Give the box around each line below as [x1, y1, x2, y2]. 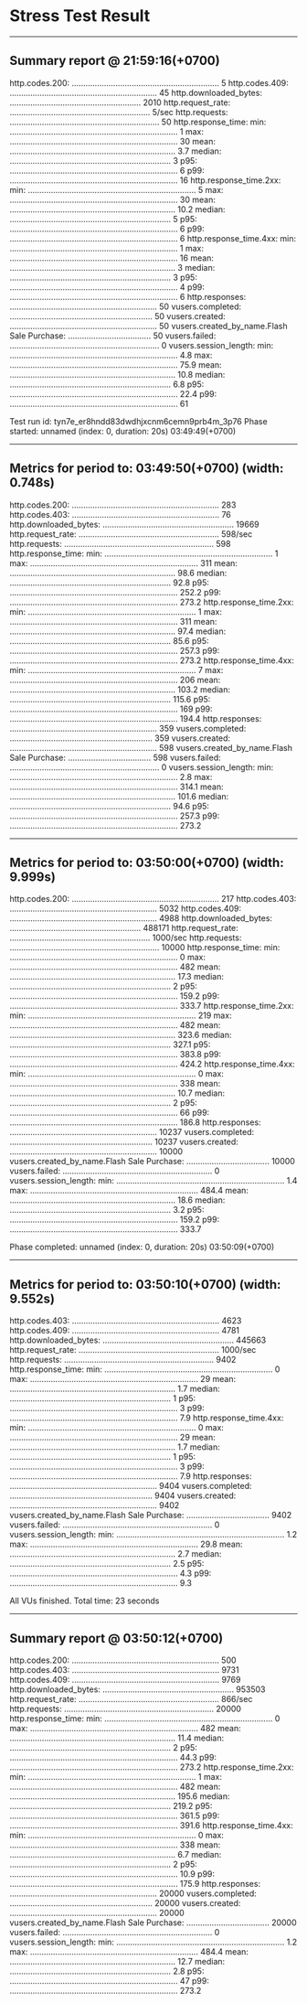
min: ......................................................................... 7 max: [9, 664, 224, 675]
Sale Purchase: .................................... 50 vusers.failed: [9, 330, 217, 341]
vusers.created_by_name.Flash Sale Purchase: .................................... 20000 [9, 1917, 297, 1928]
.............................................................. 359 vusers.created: [9, 733, 231, 744]
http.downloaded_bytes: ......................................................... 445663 [9, 1334, 267, 1345]
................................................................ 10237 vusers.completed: [9, 1127, 255, 1138]
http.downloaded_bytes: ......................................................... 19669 [9, 519, 260, 530]
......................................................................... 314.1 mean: [9, 781, 224, 792]
